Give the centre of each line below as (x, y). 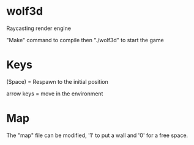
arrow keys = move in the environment (55, 94)
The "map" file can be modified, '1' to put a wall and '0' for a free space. (97, 135)
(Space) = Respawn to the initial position (57, 81)
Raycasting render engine (39, 28)
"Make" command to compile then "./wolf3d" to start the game (85, 40)
